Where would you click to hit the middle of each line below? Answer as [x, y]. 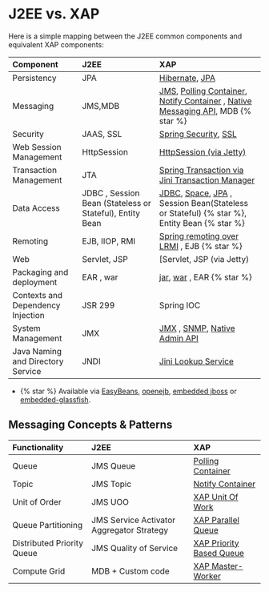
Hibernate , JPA [187, 78]
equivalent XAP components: [56, 44]
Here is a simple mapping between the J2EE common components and [125, 36]
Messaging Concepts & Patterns [90, 425]
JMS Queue [113, 465]
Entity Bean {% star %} [202, 223]
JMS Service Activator [133, 520]
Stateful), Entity [111, 213]
